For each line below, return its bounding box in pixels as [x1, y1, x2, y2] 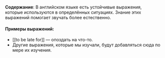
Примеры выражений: [5, 26, 54, 31]
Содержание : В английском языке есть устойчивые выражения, [5, 4, 142, 10]
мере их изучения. [12, 47, 52, 53]
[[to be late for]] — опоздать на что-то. [12, 37, 93, 43]
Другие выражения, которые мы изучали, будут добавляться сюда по [12, 42, 161, 48]
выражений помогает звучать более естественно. [5, 15, 111, 20]
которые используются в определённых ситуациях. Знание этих [5, 9, 141, 15]
